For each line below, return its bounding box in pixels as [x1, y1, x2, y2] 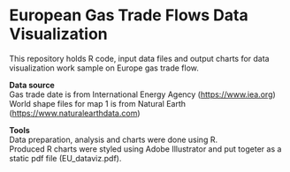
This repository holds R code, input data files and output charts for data [9, 53, 270, 64]
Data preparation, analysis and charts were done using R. [9, 134, 218, 145]
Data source [9, 79, 55, 90]
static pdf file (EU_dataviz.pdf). [9, 153, 122, 163]
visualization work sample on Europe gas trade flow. [9, 63, 199, 73]
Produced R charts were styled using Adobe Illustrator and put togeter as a [9, 143, 282, 154]
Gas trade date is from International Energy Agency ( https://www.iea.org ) [9, 89, 276, 100]
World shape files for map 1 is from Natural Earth [9, 98, 187, 108]
